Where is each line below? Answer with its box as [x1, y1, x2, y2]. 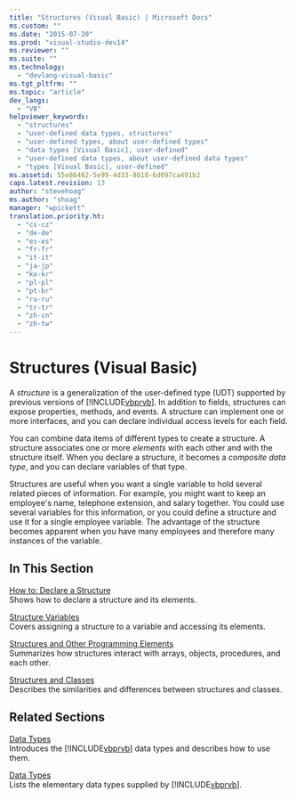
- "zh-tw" [17, 320, 53, 329]
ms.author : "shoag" [9, 195, 82, 205]
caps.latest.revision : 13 [9, 179, 105, 188]
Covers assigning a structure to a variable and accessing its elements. [9, 621, 267, 632]
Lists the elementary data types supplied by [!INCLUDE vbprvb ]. [9, 779, 243, 789]
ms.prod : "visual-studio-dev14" [9, 37, 129, 47]
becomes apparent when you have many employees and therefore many [9, 526, 275, 536]
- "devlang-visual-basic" [17, 71, 114, 80]
